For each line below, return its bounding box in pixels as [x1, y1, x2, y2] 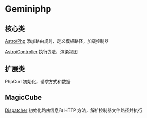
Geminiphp [5, 3, 51, 15]
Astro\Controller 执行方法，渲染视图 [5, 49, 78, 55]
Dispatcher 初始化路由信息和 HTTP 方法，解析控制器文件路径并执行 [5, 107, 143, 113]
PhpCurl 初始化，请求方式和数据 [5, 79, 71, 84]
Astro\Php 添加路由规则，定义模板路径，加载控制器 [5, 39, 109, 44]
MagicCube [5, 93, 42, 102]
